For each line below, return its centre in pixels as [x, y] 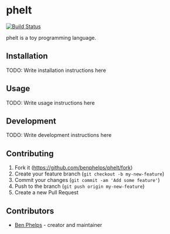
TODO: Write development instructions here [59, 135]
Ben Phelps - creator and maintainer [58, 225]
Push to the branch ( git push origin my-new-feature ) [79, 186]
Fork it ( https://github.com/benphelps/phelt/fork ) [74, 168]
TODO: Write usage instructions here [50, 102]
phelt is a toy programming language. [51, 37]
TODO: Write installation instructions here [56, 70]
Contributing [30, 154]
